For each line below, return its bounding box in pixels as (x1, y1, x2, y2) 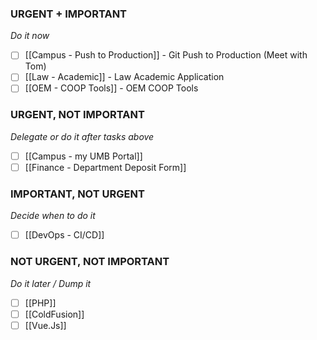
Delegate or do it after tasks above (10, 130, 155, 142)
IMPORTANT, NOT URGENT (10, 187, 145, 201)
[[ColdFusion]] (24, 308, 85, 320)
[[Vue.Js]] (24, 319, 67, 331)
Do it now (10, 30, 50, 42)
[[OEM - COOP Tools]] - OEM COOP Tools (24, 82, 199, 94)
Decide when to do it (10, 210, 96, 222)
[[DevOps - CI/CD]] (24, 229, 105, 241)
